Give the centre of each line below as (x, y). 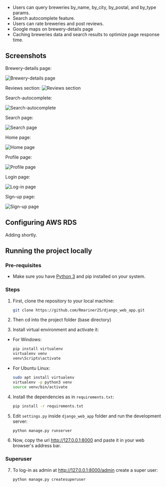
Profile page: (19, 157)
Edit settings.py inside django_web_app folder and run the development (87, 416)
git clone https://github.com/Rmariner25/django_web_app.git (79, 310)
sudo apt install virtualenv (43, 378)
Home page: (18, 137)
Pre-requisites (23, 265)
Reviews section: (23, 88)
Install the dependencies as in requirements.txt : (63, 397)
